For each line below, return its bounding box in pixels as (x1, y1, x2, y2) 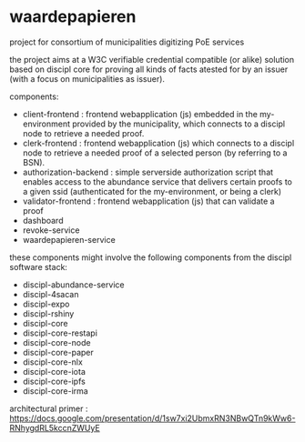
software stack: (9, 261, 68, 272)
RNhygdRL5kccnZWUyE (9, 422, 100, 433)
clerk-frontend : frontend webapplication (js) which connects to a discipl (22, 137, 295, 148)
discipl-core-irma (22, 385, 88, 397)
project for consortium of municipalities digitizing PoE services (9, 36, 245, 47)
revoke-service (22, 225, 80, 236)
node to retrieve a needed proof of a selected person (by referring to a (22, 147, 288, 158)
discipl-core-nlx (22, 357, 84, 367)
